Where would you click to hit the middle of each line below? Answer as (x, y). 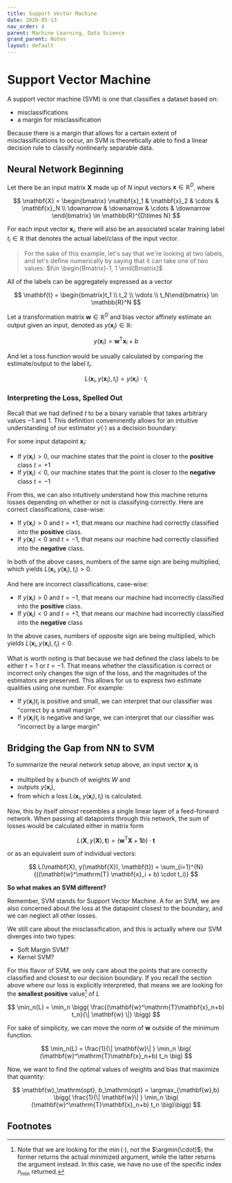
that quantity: (26, 1077)
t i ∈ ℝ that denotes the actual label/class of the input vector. (93, 239)
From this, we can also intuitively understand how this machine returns (108, 495)
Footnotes (29, 1126)
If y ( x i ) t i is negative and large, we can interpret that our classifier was (115, 718)
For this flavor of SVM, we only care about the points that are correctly (107, 970)
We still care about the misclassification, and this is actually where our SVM (115, 929)
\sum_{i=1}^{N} (182, 867)
